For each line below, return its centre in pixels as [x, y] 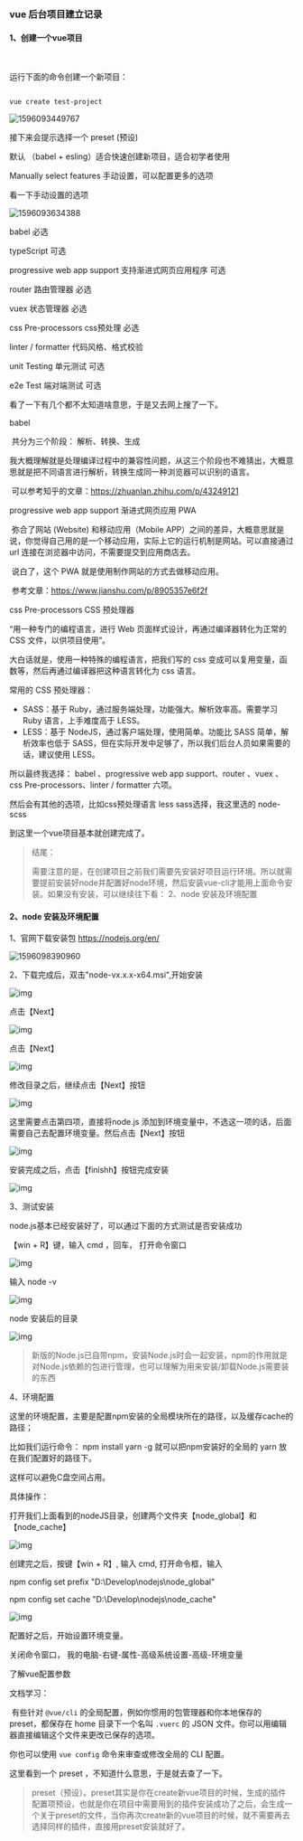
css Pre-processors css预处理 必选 [74, 328]
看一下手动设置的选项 [49, 195]
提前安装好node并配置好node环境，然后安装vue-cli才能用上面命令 [162, 883]
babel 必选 [29, 231]
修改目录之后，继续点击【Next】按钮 [78, 1085]
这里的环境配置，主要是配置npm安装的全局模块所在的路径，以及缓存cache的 [151, 1416]
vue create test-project [56, 102]
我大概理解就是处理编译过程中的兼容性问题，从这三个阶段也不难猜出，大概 [147, 461]
